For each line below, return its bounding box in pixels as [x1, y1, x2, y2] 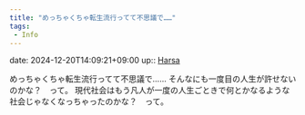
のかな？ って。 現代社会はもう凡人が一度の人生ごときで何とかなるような [9, 85, 290, 96]
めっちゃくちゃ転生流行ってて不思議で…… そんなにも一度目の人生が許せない [9, 73, 297, 84]
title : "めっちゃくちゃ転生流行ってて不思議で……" [9, 13, 177, 23]
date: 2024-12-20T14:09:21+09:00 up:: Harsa [9, 55, 180, 66]
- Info [13, 30, 39, 39]
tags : [9, 22, 30, 31]
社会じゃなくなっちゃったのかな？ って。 [9, 96, 168, 107]
